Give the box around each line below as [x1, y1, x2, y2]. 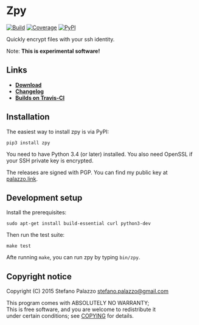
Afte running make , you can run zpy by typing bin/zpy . [6, 254, 141, 261]
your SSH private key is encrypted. [6, 156, 94, 164]
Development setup [6, 192, 83, 203]
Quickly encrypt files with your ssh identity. [6, 35, 115, 43]
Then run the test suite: [6, 231, 65, 239]
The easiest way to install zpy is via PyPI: [6, 128, 110, 135]
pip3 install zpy [6, 139, 51, 146]
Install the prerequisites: [6, 209, 67, 216]
